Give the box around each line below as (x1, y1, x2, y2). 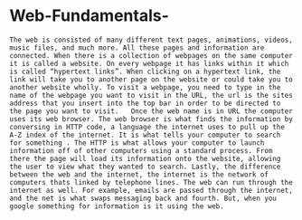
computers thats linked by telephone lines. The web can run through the (9, 177, 294, 187)
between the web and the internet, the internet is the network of (9, 169, 269, 179)
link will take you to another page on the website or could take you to (9, 74, 294, 84)
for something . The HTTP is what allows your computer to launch (9, 138, 265, 148)
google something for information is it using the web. (9, 201, 224, 211)
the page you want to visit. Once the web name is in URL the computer (9, 106, 294, 116)
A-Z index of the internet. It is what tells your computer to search (9, 130, 281, 139)
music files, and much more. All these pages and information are (9, 43, 265, 53)
